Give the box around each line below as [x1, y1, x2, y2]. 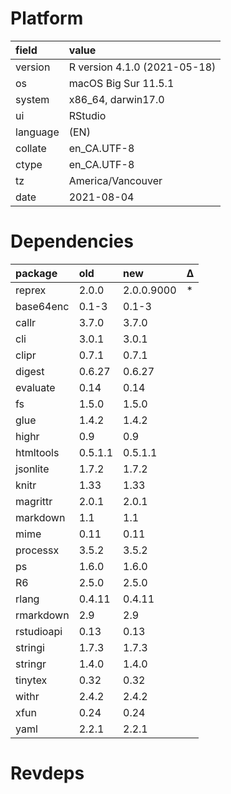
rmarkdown [15, 608, 70, 622]
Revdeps [10, 762, 85, 785]
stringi [15, 640, 45, 654]
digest [15, 364, 45, 378]
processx [15, 543, 60, 557]
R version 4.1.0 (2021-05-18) [68, 60, 217, 74]
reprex [15, 283, 47, 297]
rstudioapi [15, 624, 63, 638]
